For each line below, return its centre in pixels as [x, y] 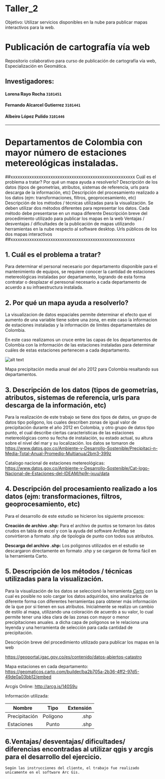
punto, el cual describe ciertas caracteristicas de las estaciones [69, 433]
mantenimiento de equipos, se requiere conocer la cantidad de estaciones [80, 272]
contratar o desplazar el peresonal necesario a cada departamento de [76, 282]
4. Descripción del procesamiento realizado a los [81, 489]
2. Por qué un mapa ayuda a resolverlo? [67, 303]
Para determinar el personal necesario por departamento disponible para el [81, 267]
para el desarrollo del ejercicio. [53, 757]
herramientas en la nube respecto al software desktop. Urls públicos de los [81, 229]
